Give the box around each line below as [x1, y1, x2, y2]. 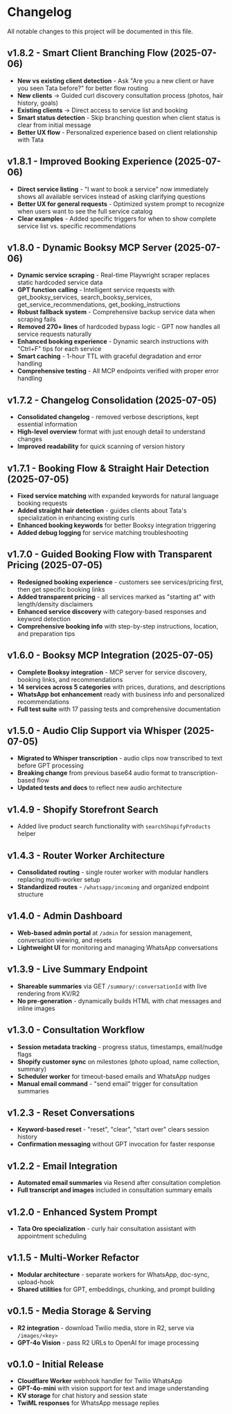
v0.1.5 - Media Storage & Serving [7, 1305, 152, 1317]
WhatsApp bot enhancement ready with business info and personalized [17, 690, 225, 698]
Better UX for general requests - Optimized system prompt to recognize [17, 199, 225, 208]
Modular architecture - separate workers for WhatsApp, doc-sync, [17, 1270, 210, 1279]
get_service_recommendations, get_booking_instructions [17, 300, 181, 309]
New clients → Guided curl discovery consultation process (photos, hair [17, 91, 224, 99]
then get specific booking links [17, 585, 105, 593]
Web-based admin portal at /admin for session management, [17, 928, 193, 937]
